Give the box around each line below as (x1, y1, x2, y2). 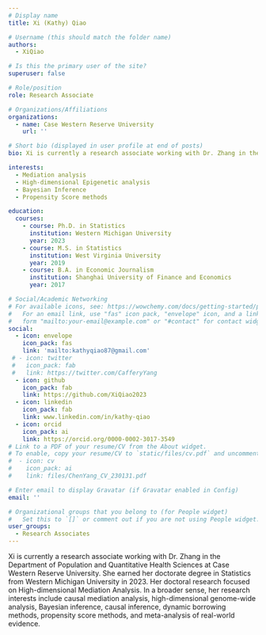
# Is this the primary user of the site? (8, 63, 147, 70)
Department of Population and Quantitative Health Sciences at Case (8, 560, 230, 569)
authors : (8, 40, 37, 48)
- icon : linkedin (15, 398, 73, 406)
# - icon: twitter (11, 354, 73, 362)
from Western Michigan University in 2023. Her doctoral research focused (8, 577, 251, 586)
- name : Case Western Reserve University (15, 120, 154, 128)
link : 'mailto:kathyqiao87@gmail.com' (22, 347, 150, 355)
